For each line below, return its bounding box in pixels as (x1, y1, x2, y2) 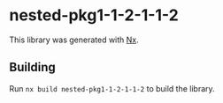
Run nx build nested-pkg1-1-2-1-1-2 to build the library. (9, 83, 215, 93)
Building (9, 60, 56, 75)
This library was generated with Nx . (9, 34, 139, 45)
